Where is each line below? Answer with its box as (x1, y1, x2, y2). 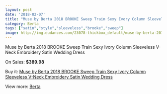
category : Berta (5, 21, 39, 26)
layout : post (5, 7, 32, 12)
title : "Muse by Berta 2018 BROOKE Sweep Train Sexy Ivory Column (5, 16, 146, 21)
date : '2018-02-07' (5, 12, 46, 17)
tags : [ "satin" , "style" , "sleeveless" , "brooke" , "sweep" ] (5, 26, 123, 31)
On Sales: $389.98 (5, 59, 45, 65)
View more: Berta (5, 84, 41, 90)
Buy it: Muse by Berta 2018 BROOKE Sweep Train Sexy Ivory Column (5, 69, 146, 75)
